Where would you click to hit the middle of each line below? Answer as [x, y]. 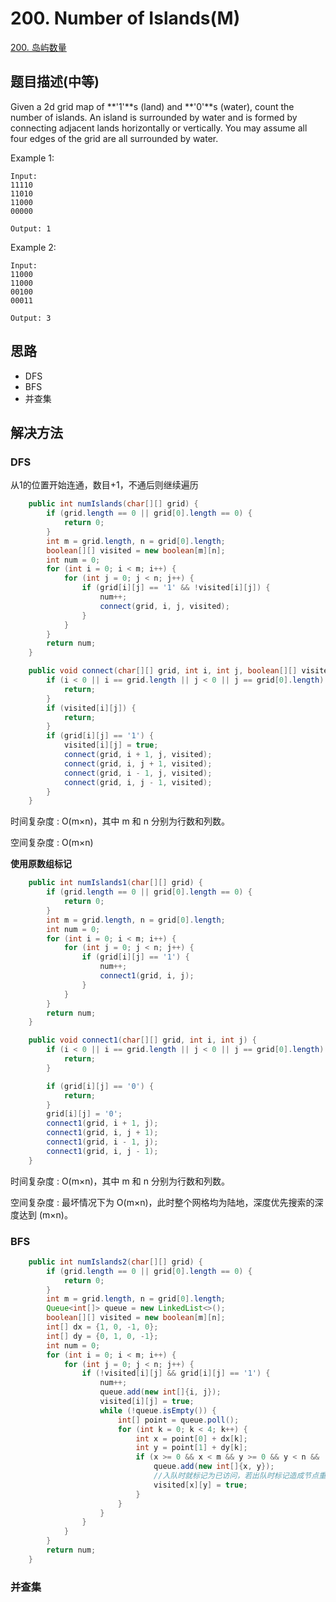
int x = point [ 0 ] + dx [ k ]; [191, 1438]
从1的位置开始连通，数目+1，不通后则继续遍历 [104, 485]
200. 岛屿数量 [38, 47]
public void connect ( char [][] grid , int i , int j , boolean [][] [163, 671]
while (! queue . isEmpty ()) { [158, 1410]
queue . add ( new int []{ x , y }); [214, 1467]
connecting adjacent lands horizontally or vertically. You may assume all [159, 128]
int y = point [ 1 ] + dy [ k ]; [191, 1448]
